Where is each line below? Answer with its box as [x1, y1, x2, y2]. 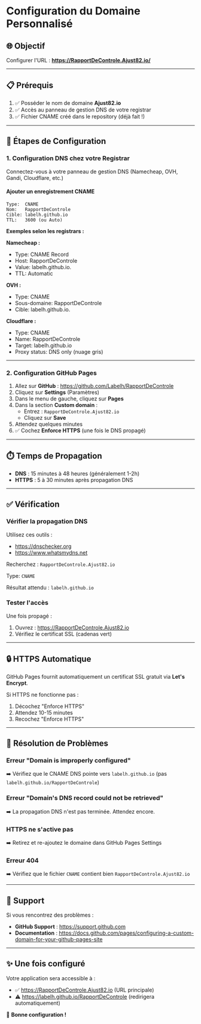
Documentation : [14, 929, 58, 936]
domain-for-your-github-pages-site [14, 936, 103, 942]
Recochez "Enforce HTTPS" [14, 715, 84, 722]
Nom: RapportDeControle [6, 206, 71, 212]
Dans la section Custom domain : [14, 402, 98, 408]
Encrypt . [6, 679, 28, 686]
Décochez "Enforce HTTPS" [14, 703, 85, 710]
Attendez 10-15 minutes [14, 709, 73, 716]
